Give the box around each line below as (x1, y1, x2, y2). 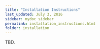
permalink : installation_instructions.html (5, 21, 96, 26)
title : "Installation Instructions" (5, 7, 80, 12)
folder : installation (5, 26, 50, 31)
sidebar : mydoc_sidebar (5, 16, 54, 21)
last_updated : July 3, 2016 (5, 12, 63, 17)
